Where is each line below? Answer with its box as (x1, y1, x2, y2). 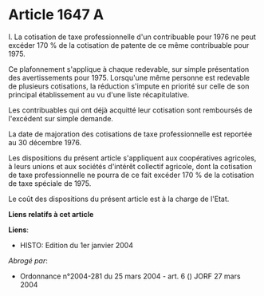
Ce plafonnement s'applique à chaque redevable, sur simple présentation (8, 64, 250, 73)
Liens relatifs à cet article (8, 209, 94, 219)
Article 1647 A (8, 6, 104, 24)
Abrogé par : (8, 255, 48, 265)
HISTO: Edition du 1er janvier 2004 (19, 240, 134, 250)
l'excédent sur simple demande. (8, 113, 114, 123)
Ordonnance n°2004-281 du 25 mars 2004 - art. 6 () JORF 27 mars (19, 271, 241, 281)
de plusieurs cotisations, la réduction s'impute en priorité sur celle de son (8, 81, 250, 91)
